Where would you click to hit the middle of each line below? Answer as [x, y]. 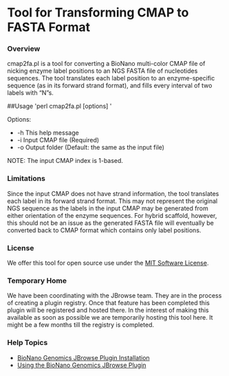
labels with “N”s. [30, 93]
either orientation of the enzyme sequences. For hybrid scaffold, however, [112, 215]
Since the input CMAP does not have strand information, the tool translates [113, 193]
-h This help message [48, 133]
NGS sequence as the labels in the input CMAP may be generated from [108, 208]
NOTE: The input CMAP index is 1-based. [65, 161]
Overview [24, 49]
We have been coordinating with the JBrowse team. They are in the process [115, 296]
